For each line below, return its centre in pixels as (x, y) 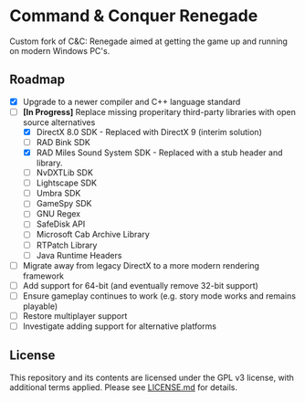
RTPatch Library (67, 245)
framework (43, 276)
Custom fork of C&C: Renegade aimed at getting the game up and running (148, 41)
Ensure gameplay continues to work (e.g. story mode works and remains (159, 296)
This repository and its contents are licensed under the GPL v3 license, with (152, 377)
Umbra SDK (58, 194)
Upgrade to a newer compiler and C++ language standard (131, 101)
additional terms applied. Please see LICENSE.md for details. (123, 387)
